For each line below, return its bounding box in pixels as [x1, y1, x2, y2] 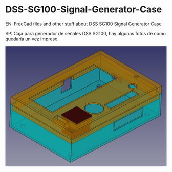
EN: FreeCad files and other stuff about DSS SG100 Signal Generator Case [5, 20, 162, 27]
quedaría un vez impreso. [5, 36, 59, 42]
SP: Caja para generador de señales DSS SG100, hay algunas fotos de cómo [5, 30, 166, 36]
